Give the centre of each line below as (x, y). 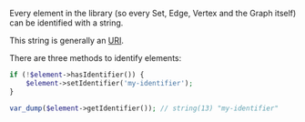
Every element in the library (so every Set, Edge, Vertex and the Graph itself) (153, 13)
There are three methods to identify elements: (96, 58)
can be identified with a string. (66, 23)
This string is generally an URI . (67, 41)
